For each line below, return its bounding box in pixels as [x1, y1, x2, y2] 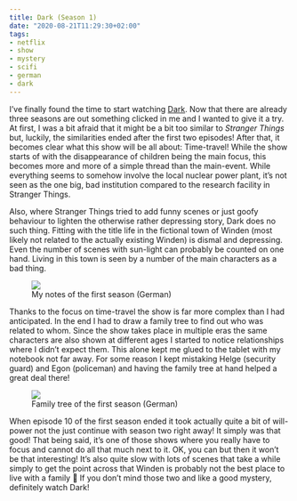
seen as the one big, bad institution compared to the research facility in [9, 179, 270, 190]
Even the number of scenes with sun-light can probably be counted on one [9, 244, 285, 255]
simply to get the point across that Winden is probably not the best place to [9, 463, 285, 473]
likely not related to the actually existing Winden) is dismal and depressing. [9, 234, 283, 245]
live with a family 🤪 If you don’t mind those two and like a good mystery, [9, 473, 272, 483]
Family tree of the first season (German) [31, 398, 179, 409]
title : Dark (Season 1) [9, 12, 98, 22]
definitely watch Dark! [9, 481, 90, 492]
